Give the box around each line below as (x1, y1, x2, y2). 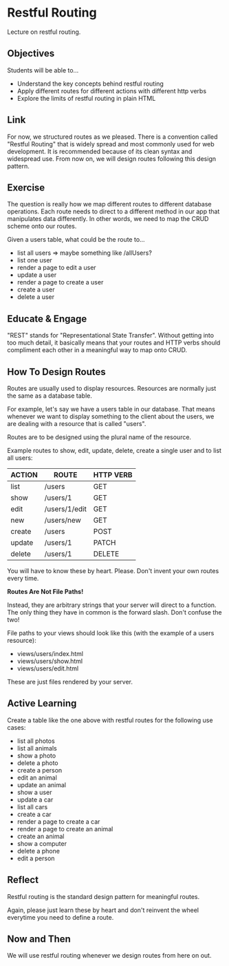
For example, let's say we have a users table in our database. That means (7, 405, 215, 413)
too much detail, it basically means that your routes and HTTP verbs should (7, 338, 221, 347)
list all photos (17, 737, 55, 745)
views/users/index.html (17, 650, 84, 657)
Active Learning (7, 697, 77, 709)
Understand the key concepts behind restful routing (17, 79, 164, 88)
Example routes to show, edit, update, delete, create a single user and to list (7, 447, 222, 454)
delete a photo (17, 758, 58, 767)
